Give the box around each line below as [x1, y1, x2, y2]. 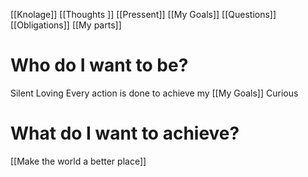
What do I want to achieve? [10, 122, 240, 145]
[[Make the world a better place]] [10, 155, 147, 167]
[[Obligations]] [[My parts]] [10, 19, 122, 31]
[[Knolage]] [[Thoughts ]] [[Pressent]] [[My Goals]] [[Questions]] [10, 9, 277, 20]
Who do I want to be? [10, 54, 189, 77]
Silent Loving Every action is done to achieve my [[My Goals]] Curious [10, 87, 299, 99]
